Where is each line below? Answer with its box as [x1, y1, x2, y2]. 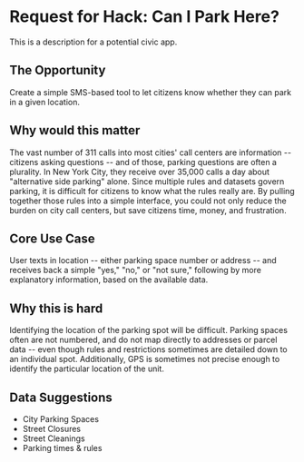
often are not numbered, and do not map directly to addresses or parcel [9, 334, 278, 346]
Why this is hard [9, 300, 103, 316]
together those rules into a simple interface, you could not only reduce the [9, 195, 288, 206]
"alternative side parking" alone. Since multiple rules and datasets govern [9, 175, 285, 187]
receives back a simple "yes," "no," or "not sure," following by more [9, 265, 261, 276]
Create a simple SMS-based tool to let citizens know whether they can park [9, 86, 292, 97]
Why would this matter [9, 123, 141, 138]
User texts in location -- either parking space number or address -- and [9, 255, 277, 266]
